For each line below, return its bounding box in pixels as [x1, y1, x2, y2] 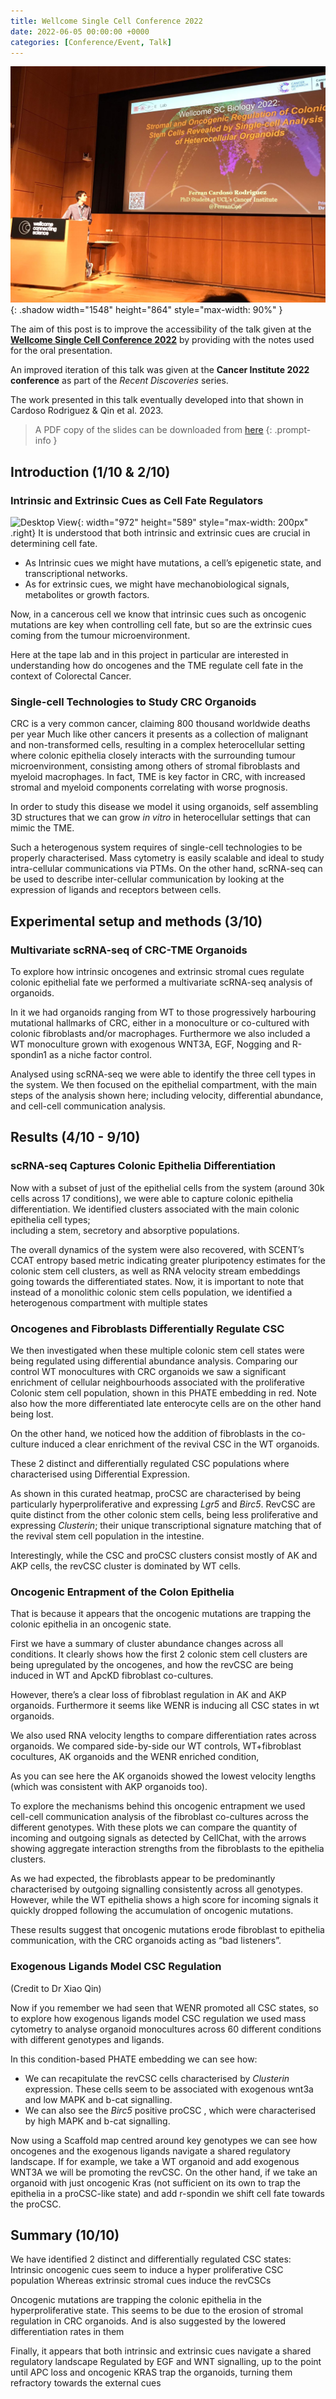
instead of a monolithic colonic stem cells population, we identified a [10, 1286, 293, 1298]
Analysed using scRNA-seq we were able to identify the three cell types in [10, 1068, 316, 1080]
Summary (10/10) [10, 2227, 120, 2244]
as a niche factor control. [48, 1049, 152, 1061]
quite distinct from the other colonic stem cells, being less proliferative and [10, 1509, 318, 1521]
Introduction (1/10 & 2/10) [10, 463, 171, 480]
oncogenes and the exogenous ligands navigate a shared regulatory [10, 2145, 291, 2157]
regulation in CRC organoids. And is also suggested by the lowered [10, 2315, 287, 2327]
